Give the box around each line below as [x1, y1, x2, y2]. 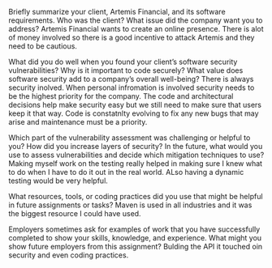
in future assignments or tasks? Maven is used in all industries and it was [8, 200, 253, 210]
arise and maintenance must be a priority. [8, 117, 148, 126]
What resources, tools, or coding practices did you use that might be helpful [8, 192, 263, 201]
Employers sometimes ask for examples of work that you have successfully [8, 224, 261, 234]
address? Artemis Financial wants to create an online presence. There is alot [8, 24, 264, 33]
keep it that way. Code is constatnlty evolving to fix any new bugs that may [8, 108, 259, 118]
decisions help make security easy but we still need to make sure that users [8, 100, 262, 109]
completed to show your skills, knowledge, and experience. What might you [8, 233, 262, 242]
